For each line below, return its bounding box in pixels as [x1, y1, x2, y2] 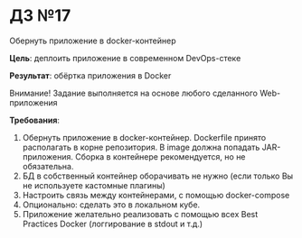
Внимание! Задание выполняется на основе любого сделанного [9, 87, 258, 98]
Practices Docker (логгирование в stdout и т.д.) [22, 218, 203, 229]
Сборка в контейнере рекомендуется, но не [75, 151, 246, 162]
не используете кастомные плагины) [22, 179, 165, 190]
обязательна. [22, 160, 74, 171]
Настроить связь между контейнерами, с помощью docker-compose [22, 189, 290, 200]
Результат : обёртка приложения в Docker [9, 69, 172, 81]
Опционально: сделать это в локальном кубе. [22, 199, 201, 210]
